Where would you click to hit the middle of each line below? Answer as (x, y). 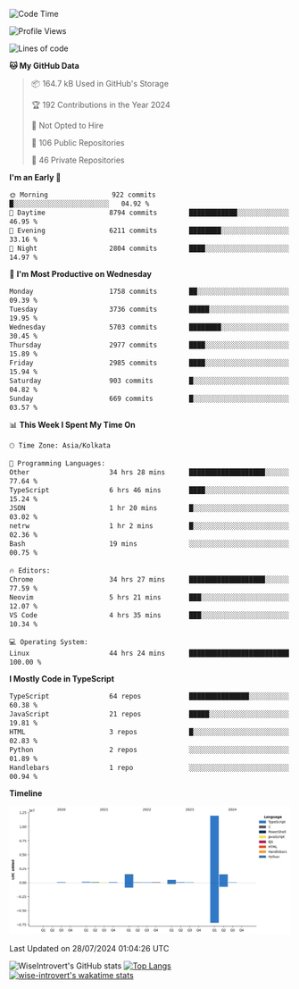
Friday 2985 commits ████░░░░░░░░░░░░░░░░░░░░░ (149, 363)
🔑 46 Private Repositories (78, 160)
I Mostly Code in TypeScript (62, 679)
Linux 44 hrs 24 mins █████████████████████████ (149, 653)
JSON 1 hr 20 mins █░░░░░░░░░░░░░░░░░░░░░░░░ (149, 508)
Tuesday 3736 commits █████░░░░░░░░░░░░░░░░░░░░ (149, 309)
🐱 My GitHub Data (45, 66)
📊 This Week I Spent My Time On (72, 425)
